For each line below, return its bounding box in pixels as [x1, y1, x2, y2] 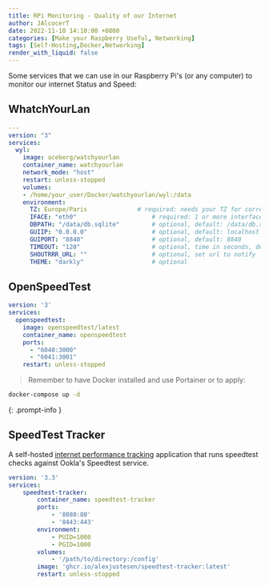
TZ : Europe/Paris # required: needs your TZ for [29, 206, 242, 214]
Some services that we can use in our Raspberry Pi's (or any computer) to [8, 71, 253, 80]
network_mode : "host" [22, 169, 94, 177]
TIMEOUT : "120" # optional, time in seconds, [29, 243, 252, 251]
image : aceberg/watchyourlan [22, 154, 120, 162]
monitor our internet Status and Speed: [8, 79, 137, 89]
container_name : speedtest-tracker [37, 496, 156, 504]
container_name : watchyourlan [22, 161, 124, 169]
